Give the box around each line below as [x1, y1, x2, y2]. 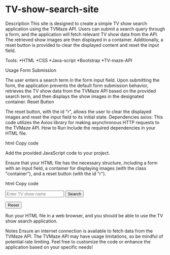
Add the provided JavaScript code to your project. [5, 150, 110, 156]
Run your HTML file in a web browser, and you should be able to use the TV [5, 212, 163, 218]
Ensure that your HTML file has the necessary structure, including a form [5, 159, 158, 166]
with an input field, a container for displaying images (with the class [5, 165, 147, 171]
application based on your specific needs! [5, 244, 93, 250]
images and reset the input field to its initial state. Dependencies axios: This [5, 114, 163, 120]
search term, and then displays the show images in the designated [5, 93, 144, 99]
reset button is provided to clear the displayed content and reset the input [5, 42, 159, 48]
